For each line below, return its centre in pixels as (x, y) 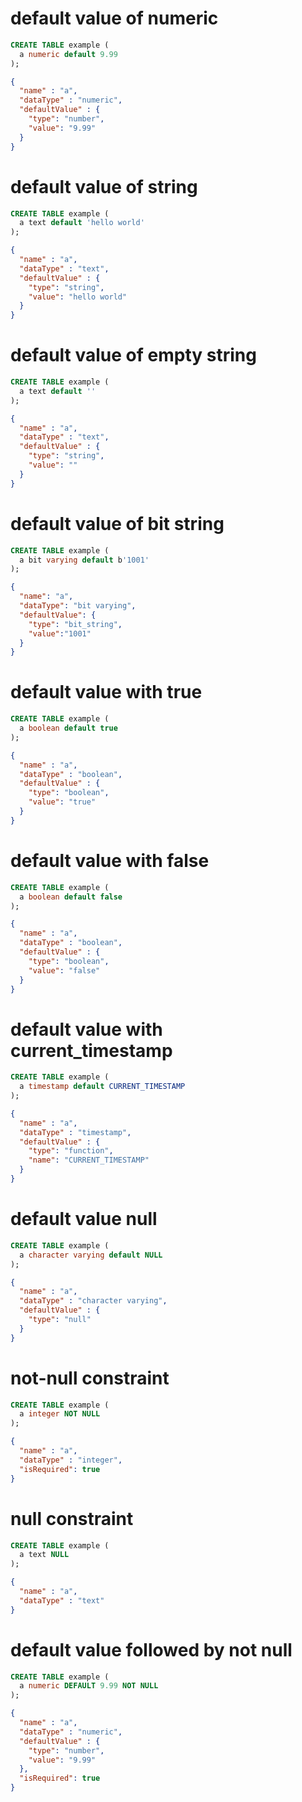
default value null (84, 1219)
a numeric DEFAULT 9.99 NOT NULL (89, 1686)
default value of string (104, 186)
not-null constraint (90, 1378)
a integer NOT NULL (60, 1414)
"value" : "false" (64, 970)
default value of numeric (114, 18)
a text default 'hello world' (82, 223)
